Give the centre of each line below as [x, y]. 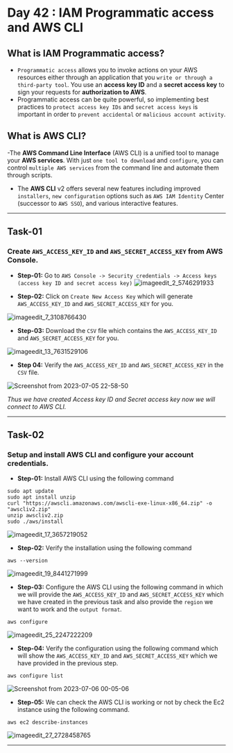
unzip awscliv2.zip [35, 516]
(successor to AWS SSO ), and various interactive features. [97, 203]
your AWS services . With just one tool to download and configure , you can [115, 160]
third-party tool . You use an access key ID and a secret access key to [121, 84]
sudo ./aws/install [35, 522]
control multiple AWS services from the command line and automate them [113, 168]
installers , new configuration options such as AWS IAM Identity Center [121, 195]
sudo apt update [31, 492]
